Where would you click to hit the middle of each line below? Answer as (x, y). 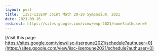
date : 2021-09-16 (23, 19)
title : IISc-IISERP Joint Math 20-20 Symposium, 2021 (63, 14)
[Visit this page (20, 38)
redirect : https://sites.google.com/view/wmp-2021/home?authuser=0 (76, 24)
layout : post (19, 10)
